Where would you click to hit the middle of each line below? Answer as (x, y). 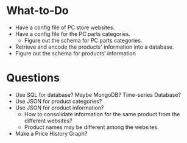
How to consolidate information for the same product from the (102, 114)
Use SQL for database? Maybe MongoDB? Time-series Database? (98, 94)
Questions (33, 78)
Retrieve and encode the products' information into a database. (94, 47)
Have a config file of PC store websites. (65, 27)
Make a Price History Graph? (51, 133)
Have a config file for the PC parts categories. (73, 33)
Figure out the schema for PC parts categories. (83, 40)
